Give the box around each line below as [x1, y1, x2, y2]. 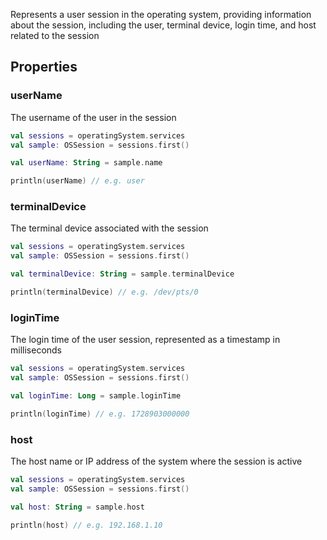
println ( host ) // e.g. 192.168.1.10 [10, 520, 163, 530]
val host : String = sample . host [10, 502, 145, 512]
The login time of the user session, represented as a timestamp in [10, 334, 281, 346]
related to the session [10, 30, 100, 41]
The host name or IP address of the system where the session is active [10, 455, 303, 468]
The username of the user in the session [10, 111, 177, 123]
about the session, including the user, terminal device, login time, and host [10, 19, 317, 31]
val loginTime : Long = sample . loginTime [10, 391, 182, 401]
